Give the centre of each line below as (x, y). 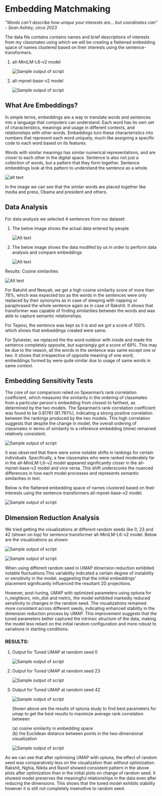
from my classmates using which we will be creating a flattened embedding (80, 42)
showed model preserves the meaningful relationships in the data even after (81, 778)
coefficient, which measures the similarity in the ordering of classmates (76, 398)
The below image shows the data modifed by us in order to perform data (84, 247)
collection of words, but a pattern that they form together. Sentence (72, 163)
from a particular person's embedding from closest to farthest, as (70, 403)
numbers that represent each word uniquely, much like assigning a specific (80, 138)
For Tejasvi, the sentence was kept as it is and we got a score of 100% (75, 325)
